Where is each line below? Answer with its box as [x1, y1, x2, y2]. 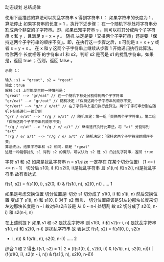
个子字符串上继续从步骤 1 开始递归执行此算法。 [61, 46, 156, 51]
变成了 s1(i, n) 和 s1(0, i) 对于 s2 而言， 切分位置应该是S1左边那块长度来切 [10, 197, 158, 203]
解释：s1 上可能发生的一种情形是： [5, 88, 67, 93]
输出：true [5, 83, 25, 88]
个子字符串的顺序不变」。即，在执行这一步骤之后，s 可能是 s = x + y [18, 39, 154, 45]
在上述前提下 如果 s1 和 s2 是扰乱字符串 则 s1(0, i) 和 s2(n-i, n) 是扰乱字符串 [5, 220, 157, 225]
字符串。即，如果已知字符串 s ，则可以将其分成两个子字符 [39, 27, 156, 33]
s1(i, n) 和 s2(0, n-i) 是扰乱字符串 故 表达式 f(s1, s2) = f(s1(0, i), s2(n [5, 226, 141, 232]
